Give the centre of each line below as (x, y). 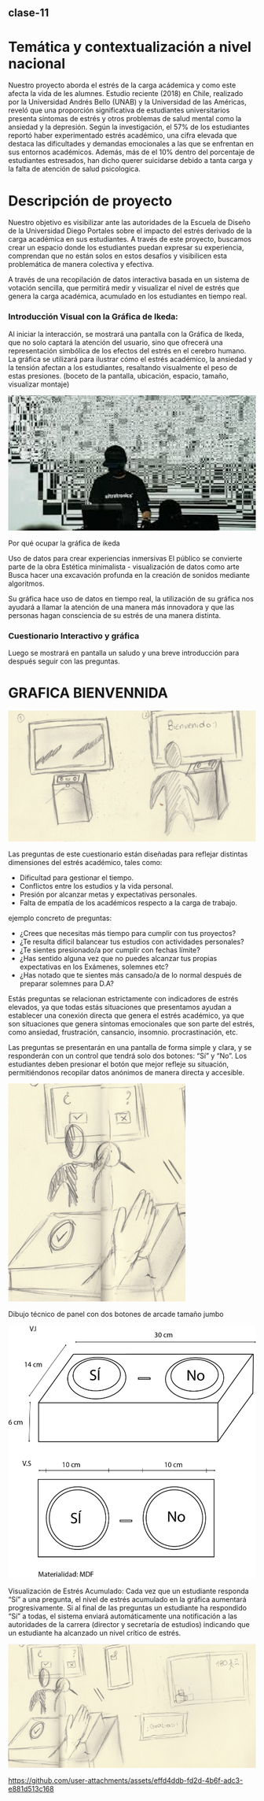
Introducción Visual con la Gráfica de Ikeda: (93, 316)
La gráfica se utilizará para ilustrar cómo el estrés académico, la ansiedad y (130, 359)
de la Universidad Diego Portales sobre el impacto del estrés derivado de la (130, 231)
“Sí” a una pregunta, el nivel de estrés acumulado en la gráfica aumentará (127, 1599)
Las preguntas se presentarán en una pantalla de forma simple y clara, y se (130, 1048)
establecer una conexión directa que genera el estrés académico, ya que (126, 1015)
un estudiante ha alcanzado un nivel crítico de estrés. (95, 1633)
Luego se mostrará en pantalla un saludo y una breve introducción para (124, 653)
